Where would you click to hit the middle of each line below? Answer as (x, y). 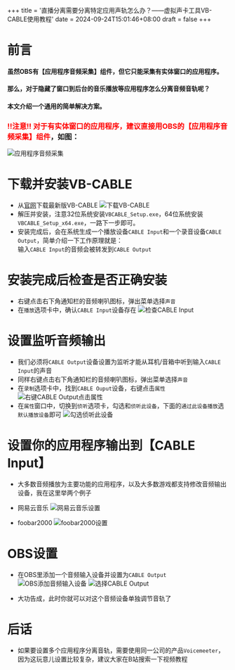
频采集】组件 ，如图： (43, 137)
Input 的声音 (35, 371)
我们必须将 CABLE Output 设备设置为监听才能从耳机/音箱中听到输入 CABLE (119, 362)
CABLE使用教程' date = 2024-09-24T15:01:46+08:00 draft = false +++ (109, 19)
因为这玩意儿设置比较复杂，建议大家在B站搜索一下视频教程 (102, 659)
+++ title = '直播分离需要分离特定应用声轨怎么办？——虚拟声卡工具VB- (110, 10)
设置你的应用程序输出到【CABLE (101, 446)
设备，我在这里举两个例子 (54, 493)
